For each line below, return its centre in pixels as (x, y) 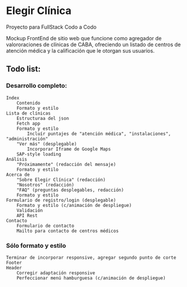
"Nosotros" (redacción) (46, 185)
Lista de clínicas (28, 113)
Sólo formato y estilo (36, 245)
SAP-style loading (39, 154)
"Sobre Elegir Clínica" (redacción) (61, 179)
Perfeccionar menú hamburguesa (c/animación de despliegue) (91, 278)
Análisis (17, 159)
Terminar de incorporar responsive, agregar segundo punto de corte (91, 257)
